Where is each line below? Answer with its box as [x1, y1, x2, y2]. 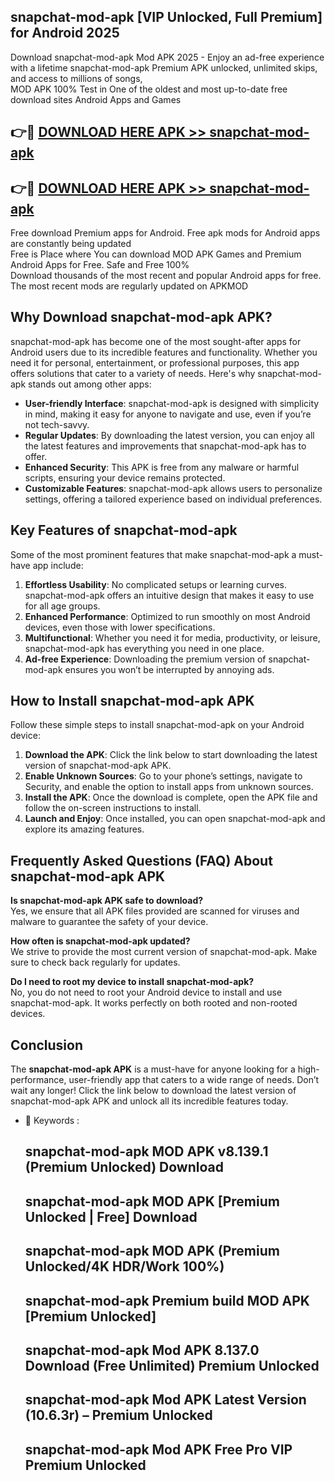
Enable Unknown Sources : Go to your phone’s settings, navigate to [24, 770, 303, 782]
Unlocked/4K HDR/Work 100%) [24, 1258, 225, 1275]
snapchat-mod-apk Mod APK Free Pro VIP [24, 1441, 293, 1458]
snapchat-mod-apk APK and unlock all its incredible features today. [10, 1095, 289, 1107]
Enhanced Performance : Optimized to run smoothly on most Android [24, 610, 311, 622]
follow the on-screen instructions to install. [24, 802, 202, 814]
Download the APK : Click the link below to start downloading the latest [24, 749, 318, 761]
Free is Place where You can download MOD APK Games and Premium [10, 248, 302, 260]
